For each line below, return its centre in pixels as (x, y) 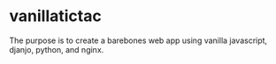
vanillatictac (55, 16)
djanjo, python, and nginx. (57, 49)
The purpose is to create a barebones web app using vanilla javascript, (138, 40)
